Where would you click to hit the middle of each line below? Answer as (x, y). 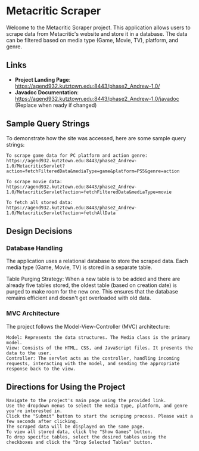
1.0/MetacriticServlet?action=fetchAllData (61, 213)
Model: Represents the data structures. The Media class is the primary (98, 337)
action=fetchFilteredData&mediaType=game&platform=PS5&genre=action (93, 171)
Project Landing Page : (43, 79)
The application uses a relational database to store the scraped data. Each (97, 261)
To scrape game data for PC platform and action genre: (77, 155)
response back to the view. (41, 369)
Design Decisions (39, 231)
